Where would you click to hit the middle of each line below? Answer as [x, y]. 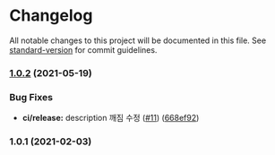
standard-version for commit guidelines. [83, 49]
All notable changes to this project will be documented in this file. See [138, 40]
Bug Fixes [31, 97]
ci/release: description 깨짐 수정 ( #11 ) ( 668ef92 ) [111, 118]
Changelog [51, 16]
